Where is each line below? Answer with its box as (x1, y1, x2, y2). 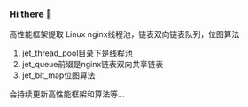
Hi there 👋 (9, 8, 53, 20)
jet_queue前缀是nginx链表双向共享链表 (21, 59, 164, 70)
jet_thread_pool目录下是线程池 (21, 48, 133, 58)
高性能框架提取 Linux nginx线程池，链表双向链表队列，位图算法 (9, 29, 240, 40)
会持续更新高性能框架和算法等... (9, 88, 126, 100)
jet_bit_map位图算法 (21, 70, 96, 80)
